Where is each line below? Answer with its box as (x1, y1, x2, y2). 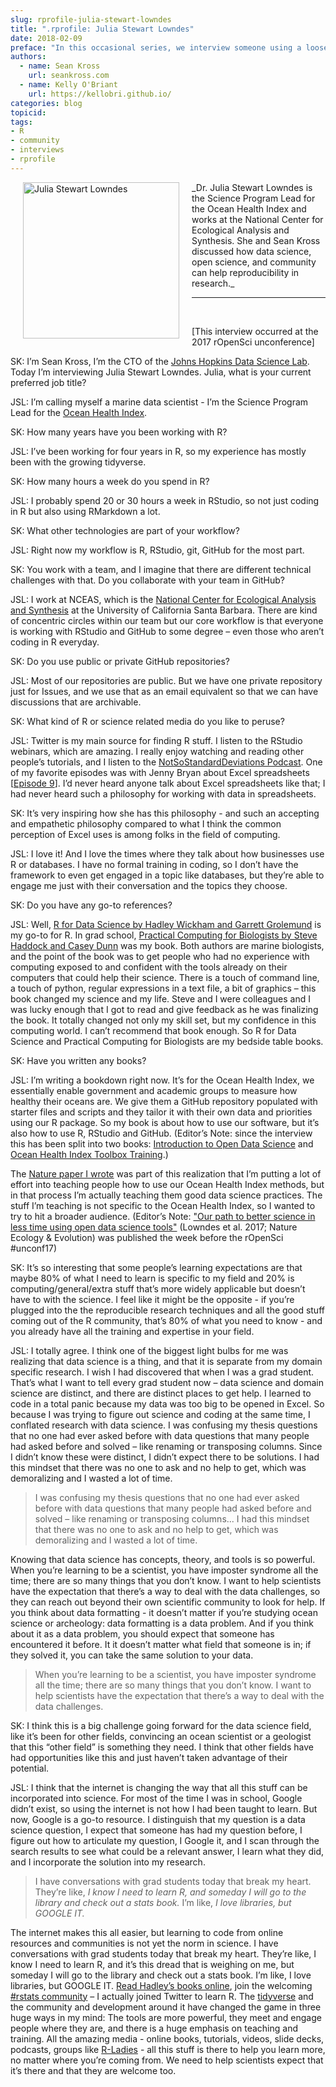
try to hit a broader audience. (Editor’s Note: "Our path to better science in (10, 1210, 316, 1222)
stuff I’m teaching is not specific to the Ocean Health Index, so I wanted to (10, 1199, 316, 1211)
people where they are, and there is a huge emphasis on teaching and (10, 2022, 298, 2034)
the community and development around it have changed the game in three (10, 2001, 322, 2013)
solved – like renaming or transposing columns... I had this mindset (34, 1512, 310, 1525)
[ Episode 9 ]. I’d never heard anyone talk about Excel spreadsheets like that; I (10, 777, 326, 789)
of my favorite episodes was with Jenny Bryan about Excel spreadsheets (10, 766, 310, 778)
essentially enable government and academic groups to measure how (10, 1084, 298, 1096)
